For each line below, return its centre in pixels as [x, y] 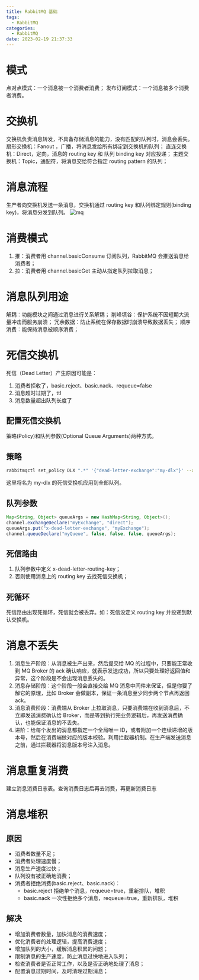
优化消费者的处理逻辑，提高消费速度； [61, 941]
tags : [13, 17]
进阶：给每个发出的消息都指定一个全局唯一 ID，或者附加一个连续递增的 [101, 730]
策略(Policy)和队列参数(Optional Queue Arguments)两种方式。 [81, 436]
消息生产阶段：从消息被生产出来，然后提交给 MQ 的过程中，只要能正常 [101, 663]
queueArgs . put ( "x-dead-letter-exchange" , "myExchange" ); [78, 528]
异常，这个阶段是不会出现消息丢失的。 [61, 678]
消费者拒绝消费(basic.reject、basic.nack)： [67, 883]
